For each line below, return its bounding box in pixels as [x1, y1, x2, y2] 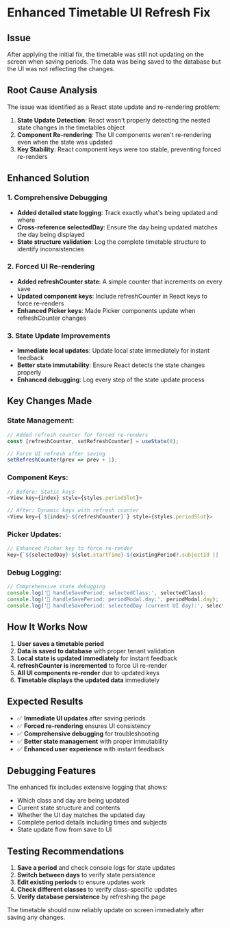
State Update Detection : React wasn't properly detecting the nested [16, 116, 211, 124]
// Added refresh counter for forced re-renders [7, 431, 149, 438]
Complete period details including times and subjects [16, 818, 168, 827]
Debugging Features [7, 765, 97, 777]
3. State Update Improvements [7, 331, 111, 340]
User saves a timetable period [16, 639, 104, 648]
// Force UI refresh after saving [7, 450, 106, 457]
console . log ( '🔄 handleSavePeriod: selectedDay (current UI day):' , [7, 603, 204, 610]
